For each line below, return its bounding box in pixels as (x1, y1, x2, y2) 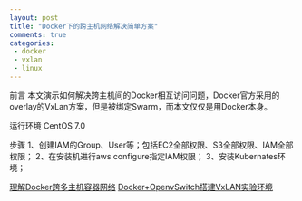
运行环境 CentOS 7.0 (9, 120, 86, 131)
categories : (9, 38, 54, 48)
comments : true (9, 30, 67, 39)
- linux (13, 64, 43, 73)
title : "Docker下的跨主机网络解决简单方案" (9, 22, 159, 31)
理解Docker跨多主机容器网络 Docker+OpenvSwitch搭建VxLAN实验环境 (9, 181, 274, 192)
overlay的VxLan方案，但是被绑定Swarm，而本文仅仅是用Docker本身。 (9, 100, 272, 111)
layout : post (9, 13, 59, 23)
